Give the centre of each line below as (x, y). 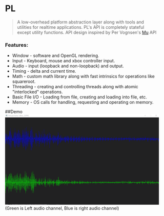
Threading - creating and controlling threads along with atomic (75, 87)
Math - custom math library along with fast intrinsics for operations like (83, 77)
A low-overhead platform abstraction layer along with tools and (80, 22)
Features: (17, 45)
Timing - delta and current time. (44, 71)
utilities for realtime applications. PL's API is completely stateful (81, 27)
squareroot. (24, 81)
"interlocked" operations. (37, 92)
